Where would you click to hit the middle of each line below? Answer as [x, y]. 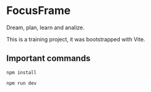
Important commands [48, 58]
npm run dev [21, 83]
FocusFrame [39, 11]
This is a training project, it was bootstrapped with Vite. [76, 39]
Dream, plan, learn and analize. [45, 27]
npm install [21, 73]
